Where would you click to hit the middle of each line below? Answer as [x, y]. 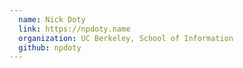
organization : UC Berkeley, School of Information [126, 38]
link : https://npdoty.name [74, 29]
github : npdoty [50, 47]
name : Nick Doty [52, 19]
